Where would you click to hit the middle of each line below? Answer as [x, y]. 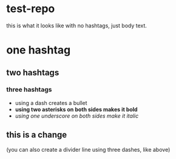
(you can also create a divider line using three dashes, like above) [88, 149]
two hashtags [33, 73]
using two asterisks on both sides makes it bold [76, 109]
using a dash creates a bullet [51, 103]
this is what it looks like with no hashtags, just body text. [77, 25]
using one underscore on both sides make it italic [77, 116]
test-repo [31, 9]
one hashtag [39, 50]
